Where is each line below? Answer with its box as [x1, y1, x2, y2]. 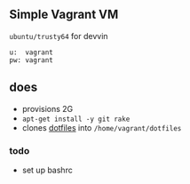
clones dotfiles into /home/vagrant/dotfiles [21, 122, 182, 132]
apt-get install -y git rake [21, 115, 131, 124]
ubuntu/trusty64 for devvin [9, 30, 108, 41]
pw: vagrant [9, 55, 53, 65]
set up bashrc [21, 164, 73, 175]
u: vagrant [9, 48, 53, 57]
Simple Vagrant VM [9, 7, 119, 22]
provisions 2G [21, 103, 74, 114]
